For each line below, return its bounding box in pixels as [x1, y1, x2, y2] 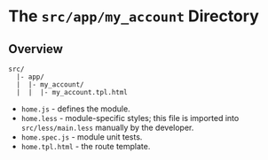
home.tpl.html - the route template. [20, 141, 151, 151]
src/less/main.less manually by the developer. [20, 122, 194, 133]
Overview [8, 42, 64, 57]
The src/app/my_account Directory [8, 6, 259, 27]
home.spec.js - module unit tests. [20, 132, 143, 142]
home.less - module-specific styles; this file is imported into [20, 113, 240, 123]
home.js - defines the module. [20, 103, 130, 114]
